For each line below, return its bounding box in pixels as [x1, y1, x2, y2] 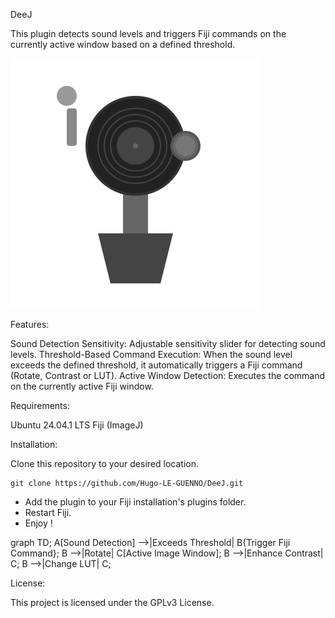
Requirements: [10, 400, 70, 411]
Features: [10, 319, 50, 330]
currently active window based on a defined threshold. [10, 39, 236, 50]
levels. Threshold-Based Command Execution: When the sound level [10, 349, 293, 360]
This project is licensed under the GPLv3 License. [10, 597, 215, 608]
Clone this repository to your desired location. [10, 458, 199, 469]
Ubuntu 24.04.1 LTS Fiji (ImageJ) [10, 419, 144, 431]
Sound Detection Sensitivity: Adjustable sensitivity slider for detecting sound [10, 338, 326, 349]
